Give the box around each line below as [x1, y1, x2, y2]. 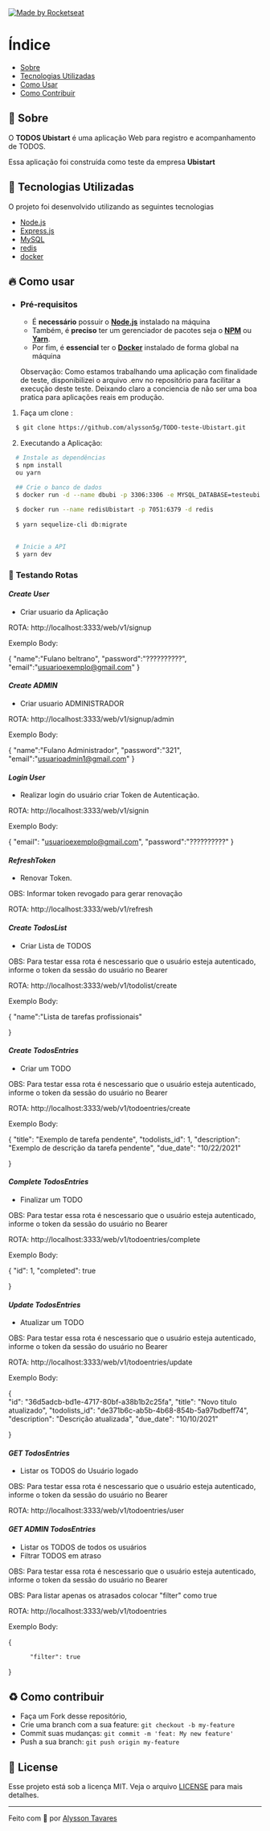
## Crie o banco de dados [15, 483, 103, 492]
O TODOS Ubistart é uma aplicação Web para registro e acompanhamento [8, 133, 256, 142]
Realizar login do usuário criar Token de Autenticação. [19, 790, 199, 800]
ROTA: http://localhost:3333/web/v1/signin [8, 806, 149, 816]
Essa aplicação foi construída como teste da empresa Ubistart [8, 157, 215, 167]
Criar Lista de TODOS [19, 940, 92, 950]
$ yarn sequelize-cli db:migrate [15, 520, 128, 529]
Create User [8, 589, 50, 599]
